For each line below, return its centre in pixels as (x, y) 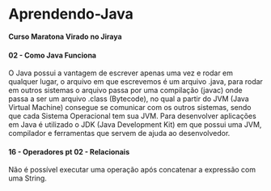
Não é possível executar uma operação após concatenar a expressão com (132, 170)
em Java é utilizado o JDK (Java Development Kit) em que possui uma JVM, (135, 125)
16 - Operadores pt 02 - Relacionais (69, 151)
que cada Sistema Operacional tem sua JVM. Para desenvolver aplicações (132, 116)
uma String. (28, 178)
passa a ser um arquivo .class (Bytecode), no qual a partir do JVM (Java (129, 99)
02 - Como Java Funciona (53, 55)
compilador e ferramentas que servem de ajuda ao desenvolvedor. (119, 134)
